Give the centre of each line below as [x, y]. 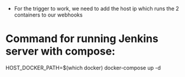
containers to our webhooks [48, 15]
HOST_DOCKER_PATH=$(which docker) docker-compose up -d [83, 68]
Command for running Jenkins [82, 39]
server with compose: [61, 51]
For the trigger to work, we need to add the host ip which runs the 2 [97, 9]
